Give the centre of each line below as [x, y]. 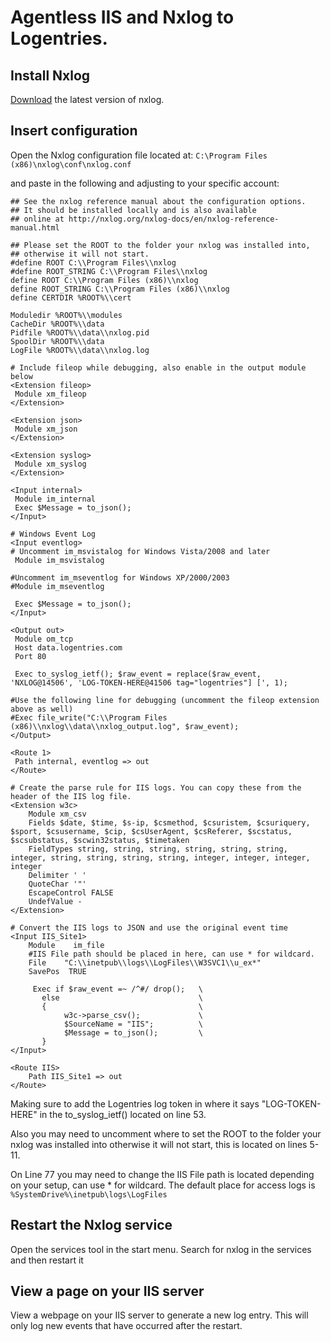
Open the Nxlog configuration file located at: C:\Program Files [139, 155]
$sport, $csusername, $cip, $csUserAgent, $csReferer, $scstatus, [151, 831]
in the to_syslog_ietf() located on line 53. [123, 1114]
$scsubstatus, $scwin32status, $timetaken [100, 840]
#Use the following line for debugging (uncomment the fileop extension [165, 700]
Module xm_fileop [50, 394]
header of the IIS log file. [71, 796]
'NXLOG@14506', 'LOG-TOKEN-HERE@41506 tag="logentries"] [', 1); [149, 682]
